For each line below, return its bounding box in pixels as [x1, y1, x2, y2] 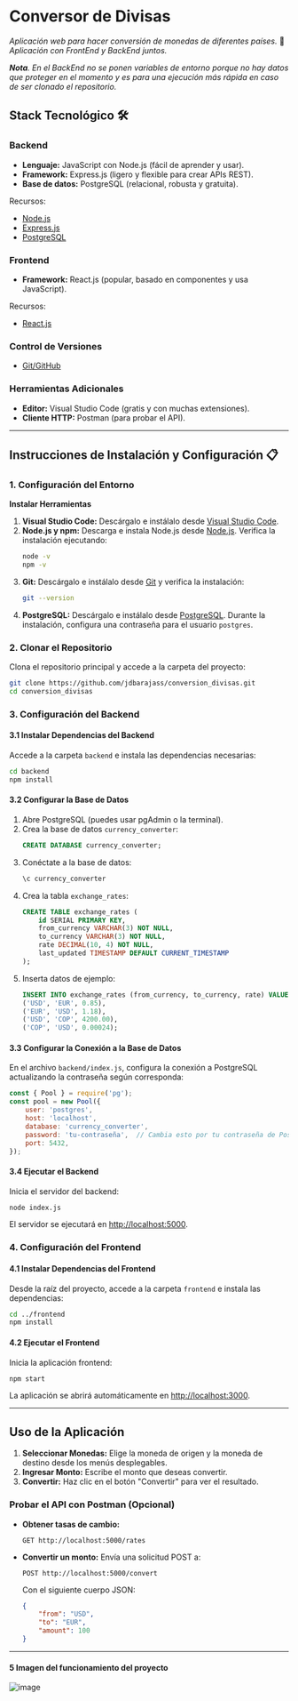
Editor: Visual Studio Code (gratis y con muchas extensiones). [21, 403, 250, 413]
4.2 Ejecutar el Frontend [9, 1336, 100, 1348]
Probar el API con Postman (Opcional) [9, 1498, 176, 1511]
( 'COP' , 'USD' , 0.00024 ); [21, 1023, 118, 1032]
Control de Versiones [9, 340, 103, 352]
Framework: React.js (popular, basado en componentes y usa [21, 274, 248, 285]
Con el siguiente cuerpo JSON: [21, 1585, 136, 1595]
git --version [21, 593, 74, 602]
